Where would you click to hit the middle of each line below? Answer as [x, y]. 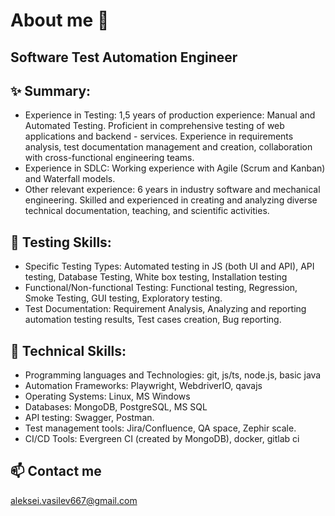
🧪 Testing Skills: [61, 242]
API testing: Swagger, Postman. [89, 418]
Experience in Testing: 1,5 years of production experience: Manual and [170, 115]
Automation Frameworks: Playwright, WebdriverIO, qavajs [143, 386]
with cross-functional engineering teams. [109, 158]
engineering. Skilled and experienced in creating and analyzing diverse [171, 200]
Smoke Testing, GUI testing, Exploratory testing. [123, 298]
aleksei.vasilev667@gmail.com [74, 500]
